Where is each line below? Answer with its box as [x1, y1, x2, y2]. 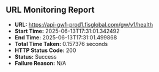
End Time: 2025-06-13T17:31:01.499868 [14, 33, 117, 41]
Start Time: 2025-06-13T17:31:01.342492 [14, 27, 120, 34]
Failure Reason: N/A [14, 59, 67, 67]
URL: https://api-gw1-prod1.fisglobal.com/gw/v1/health [14, 21, 153, 28]
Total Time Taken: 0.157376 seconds [14, 40, 108, 47]
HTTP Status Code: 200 [14, 47, 76, 54]
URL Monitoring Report [6, 5, 95, 15]
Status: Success [14, 53, 57, 60]
